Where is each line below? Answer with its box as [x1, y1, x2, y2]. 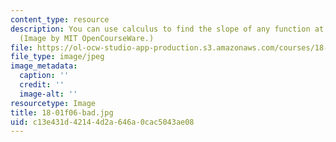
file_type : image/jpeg [10, 52, 105, 62]
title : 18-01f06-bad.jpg [10, 107, 114, 118]
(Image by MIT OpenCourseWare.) [19, 33, 155, 43]
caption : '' [19, 71, 70, 81]
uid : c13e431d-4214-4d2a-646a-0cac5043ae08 [10, 117, 195, 127]
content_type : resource [10, 14, 110, 25]
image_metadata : [10, 61, 78, 71]
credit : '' [19, 80, 65, 90]
